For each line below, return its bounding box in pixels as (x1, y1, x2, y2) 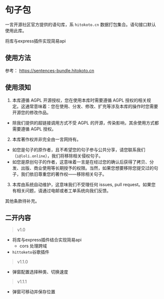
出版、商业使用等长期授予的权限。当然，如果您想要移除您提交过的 (21, 165, 154, 171)
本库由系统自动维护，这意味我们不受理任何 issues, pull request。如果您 (12, 181, 156, 187)
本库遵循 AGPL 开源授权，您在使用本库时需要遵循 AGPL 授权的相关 (12, 97, 147, 103)
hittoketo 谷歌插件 (12, 249, 50, 255)
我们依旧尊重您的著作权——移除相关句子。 (21, 171, 107, 177)
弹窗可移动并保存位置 (12, 289, 55, 295)
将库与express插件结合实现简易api (12, 237, 82, 243)
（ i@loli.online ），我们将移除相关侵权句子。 (12, 152, 103, 159)
